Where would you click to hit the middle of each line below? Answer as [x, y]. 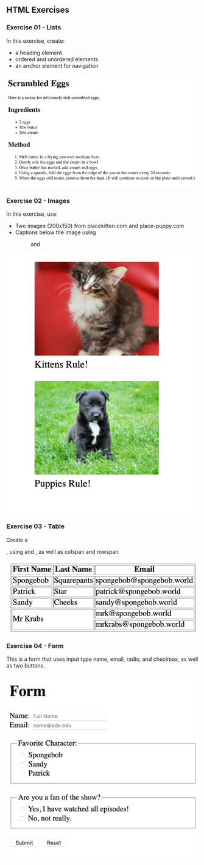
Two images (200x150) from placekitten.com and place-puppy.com [100, 226]
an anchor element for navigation [57, 65]
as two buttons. [26, 665]
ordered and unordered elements [57, 59]
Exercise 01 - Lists [34, 28]
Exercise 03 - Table [36, 526]
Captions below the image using [55, 232]
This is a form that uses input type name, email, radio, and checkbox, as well [102, 659]
